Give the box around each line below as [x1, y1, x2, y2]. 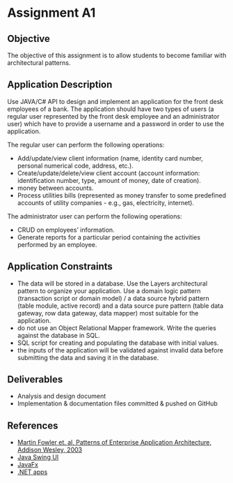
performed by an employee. [17, 240, 97, 248]
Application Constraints [7, 260, 113, 273]
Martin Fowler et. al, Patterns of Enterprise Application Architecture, [17, 438, 212, 447]
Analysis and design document [17, 392, 106, 401]
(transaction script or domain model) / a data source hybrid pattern [17, 294, 210, 302]
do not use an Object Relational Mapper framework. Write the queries [17, 323, 217, 332]
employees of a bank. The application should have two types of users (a [7, 105, 214, 113]
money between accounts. [17, 184, 94, 192]
